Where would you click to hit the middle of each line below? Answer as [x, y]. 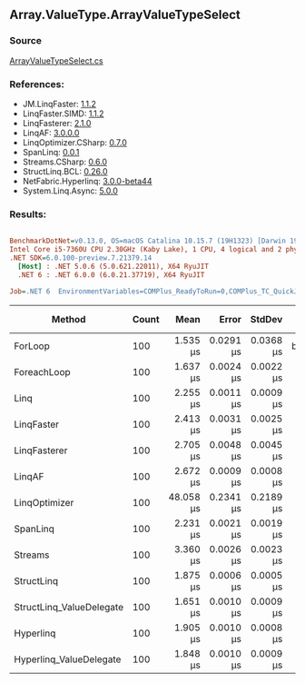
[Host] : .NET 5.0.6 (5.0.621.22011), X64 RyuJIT [113, 266]
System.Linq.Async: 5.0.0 [70, 191]
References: [37, 84]
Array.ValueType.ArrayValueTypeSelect [125, 15]
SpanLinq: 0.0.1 [51, 152]
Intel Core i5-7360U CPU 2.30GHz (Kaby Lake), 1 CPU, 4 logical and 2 [146, 250]
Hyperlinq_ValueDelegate [68, 659]
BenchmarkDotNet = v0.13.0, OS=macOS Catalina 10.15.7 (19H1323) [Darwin [148, 241]
